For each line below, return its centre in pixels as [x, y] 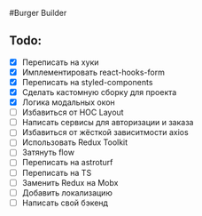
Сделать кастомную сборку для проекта [99, 92]
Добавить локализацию [67, 192]
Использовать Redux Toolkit [75, 142]
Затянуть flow [48, 152]
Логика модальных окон [68, 102]
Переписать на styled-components [87, 82]
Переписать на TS [57, 172]
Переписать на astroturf [67, 163]
